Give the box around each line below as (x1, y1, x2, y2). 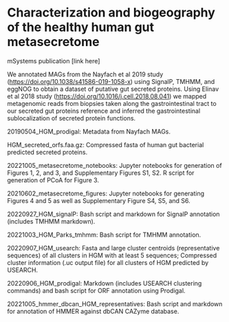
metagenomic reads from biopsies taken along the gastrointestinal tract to (7, 99, 217, 107)
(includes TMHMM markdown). (7, 217, 96, 225)
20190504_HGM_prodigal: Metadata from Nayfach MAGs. (7, 127, 171, 136)
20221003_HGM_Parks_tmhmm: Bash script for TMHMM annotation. (7, 230, 201, 239)
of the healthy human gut (7, 19, 155, 35)
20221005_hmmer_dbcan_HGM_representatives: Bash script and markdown (7, 299, 223, 308)
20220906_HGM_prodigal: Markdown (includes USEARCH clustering (7, 279, 202, 287)
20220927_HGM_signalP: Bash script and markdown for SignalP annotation (7, 210, 220, 218)
